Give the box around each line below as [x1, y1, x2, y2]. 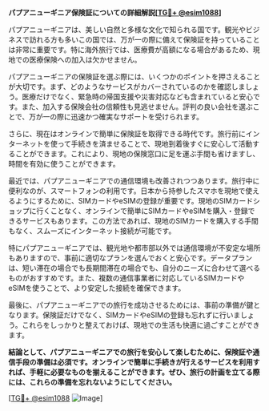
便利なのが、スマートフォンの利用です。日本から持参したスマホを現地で [8, 186, 246, 195]
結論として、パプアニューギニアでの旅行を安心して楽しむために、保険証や [8, 348, 253, 357]
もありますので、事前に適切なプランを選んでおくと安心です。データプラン [8, 253, 253, 263]
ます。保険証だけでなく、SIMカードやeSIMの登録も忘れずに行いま [22, 310, 241, 320]
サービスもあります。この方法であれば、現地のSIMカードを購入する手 [22, 216, 252, 225]
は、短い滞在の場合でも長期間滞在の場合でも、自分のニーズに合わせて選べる [8, 264, 260, 272]
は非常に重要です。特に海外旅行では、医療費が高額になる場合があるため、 [8, 45, 254, 54]
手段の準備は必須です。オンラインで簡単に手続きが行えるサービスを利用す [14, 357, 260, 367]
